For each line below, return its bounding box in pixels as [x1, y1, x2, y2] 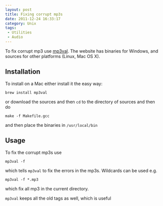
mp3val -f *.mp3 [5, 177, 39, 182]
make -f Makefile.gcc [5, 114, 50, 118]
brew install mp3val [5, 90, 48, 95]
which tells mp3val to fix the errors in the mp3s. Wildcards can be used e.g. [5, 168, 158, 174]
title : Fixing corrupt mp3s [5, 12, 63, 17]
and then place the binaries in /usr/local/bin [5, 122, 98, 128]
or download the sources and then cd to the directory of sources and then [5, 99, 156, 105]
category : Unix [5, 21, 37, 26]
